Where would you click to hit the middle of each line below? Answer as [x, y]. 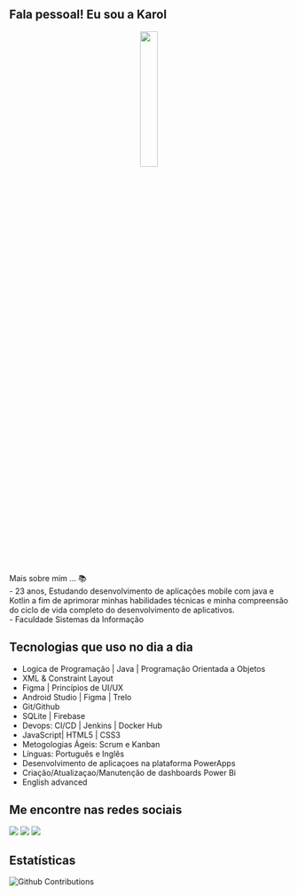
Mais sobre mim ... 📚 [48, 578]
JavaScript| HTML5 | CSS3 [71, 735]
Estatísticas [43, 860]
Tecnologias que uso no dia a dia [101, 647]
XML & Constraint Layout [67, 678]
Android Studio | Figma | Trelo [77, 697]
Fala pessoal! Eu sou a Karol [88, 15]
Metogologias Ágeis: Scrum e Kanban [91, 744]
